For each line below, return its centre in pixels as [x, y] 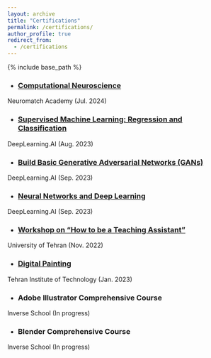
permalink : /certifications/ [50, 27]
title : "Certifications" [44, 21]
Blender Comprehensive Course [74, 331]
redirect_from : [30, 40]
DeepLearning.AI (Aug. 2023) [50, 143]
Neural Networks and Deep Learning [82, 196]
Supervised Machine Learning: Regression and [100, 119]
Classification [42, 129]
